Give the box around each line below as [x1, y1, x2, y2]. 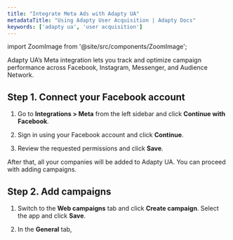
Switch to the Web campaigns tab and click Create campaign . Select [17, 204, 219, 212]
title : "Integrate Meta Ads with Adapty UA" [7, 10, 140, 17]
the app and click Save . [17, 211, 86, 220]
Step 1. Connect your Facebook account [7, 91, 185, 103]
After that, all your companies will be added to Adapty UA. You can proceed [7, 158, 226, 167]
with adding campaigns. [7, 165, 77, 174]
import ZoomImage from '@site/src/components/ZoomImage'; [7, 43, 187, 51]
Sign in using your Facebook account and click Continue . [17, 131, 184, 139]
